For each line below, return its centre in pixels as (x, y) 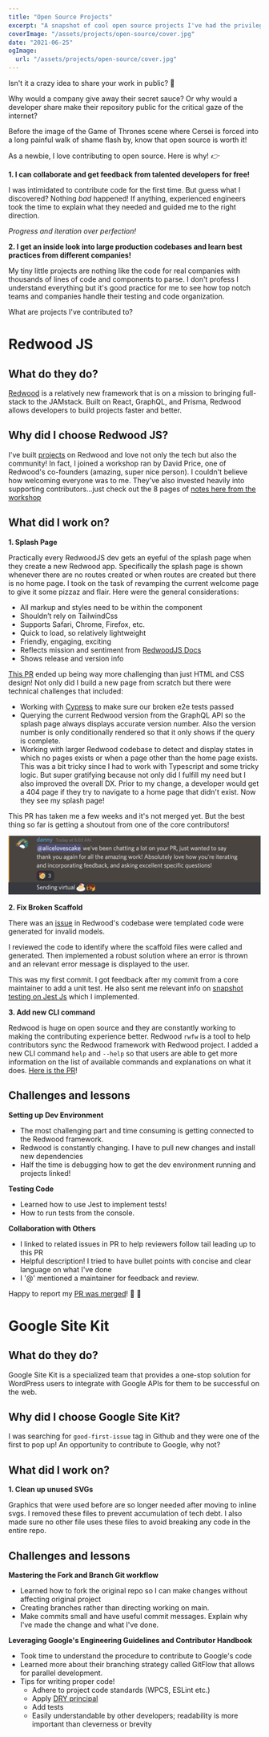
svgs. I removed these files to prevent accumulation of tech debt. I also (125, 1514)
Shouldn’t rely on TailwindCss (69, 616)
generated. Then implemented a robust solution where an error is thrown (128, 955)
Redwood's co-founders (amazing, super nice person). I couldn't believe (128, 472)
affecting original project (60, 1599)
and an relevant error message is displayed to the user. (99, 964)
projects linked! (45, 1173)
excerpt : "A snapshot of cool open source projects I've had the (119, 25)
